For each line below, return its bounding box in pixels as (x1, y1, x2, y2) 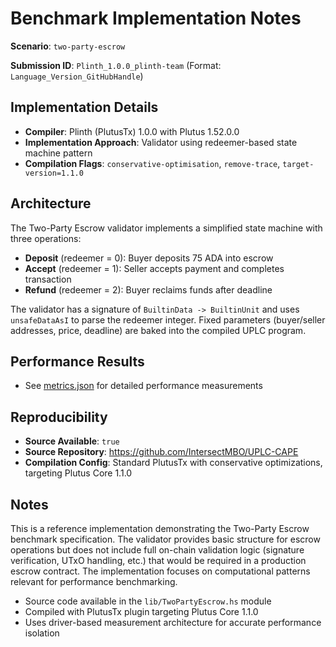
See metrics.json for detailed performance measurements (24, 380, 263, 392)
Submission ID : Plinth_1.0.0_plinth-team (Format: (10, 59, 222, 71)
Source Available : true (24, 435, 120, 447)
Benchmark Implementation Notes (10, 7, 302, 30)
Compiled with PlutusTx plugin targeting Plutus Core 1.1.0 (24, 606, 259, 617)
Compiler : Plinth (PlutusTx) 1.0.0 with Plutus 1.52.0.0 (24, 125, 240, 137)
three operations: (10, 232, 82, 244)
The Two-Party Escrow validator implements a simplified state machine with (10, 222, 323, 234)
